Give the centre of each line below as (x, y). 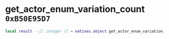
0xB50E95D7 (28, 19)
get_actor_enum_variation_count (75, 9)
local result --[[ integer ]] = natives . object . (57, 31)
